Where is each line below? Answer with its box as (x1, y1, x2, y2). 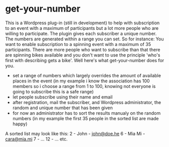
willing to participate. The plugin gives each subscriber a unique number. (5, 30, 157, 36)
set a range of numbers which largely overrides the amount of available (12, 72, 161, 78)
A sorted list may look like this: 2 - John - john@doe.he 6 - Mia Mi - (5, 130, 145, 136)
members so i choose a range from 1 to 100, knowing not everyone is (12, 83, 156, 89)
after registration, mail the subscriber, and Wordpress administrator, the (12, 99, 161, 105)
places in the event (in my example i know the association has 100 (12, 78, 150, 84)
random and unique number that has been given (12, 105, 113, 111)
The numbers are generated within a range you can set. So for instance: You (5, 36, 164, 42)
